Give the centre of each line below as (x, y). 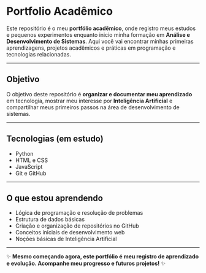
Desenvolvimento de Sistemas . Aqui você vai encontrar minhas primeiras (100, 41)
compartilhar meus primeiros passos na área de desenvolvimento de (93, 107)
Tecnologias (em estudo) (55, 139)
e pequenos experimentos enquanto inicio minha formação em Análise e (98, 34)
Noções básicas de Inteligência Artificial (66, 239)
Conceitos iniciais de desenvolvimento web (70, 233)
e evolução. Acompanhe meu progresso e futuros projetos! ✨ (86, 263)
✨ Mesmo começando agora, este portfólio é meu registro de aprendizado (103, 256)
